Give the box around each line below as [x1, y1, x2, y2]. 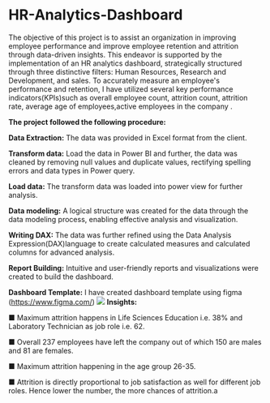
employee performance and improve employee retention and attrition [8, 41, 239, 50]
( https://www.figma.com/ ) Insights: [8, 297, 138, 307]
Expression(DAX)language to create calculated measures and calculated [8, 238, 251, 248]
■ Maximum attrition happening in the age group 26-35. [8, 361, 196, 371]
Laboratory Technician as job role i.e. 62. [8, 321, 145, 331]
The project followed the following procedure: [8, 117, 166, 126]
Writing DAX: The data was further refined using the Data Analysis [8, 229, 232, 240]
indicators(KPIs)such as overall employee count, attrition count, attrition [8, 92, 248, 102]
